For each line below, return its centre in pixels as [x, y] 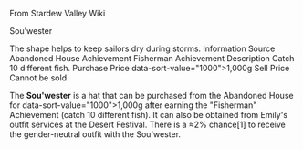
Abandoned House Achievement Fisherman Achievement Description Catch [152, 58]
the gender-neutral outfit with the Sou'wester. [95, 134]
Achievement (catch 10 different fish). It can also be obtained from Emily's [149, 115]
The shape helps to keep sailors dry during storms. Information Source [142, 48]
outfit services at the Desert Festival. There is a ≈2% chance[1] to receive [147, 124]
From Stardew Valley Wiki [57, 13]
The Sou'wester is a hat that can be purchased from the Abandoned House [151, 96]
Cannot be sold [38, 78]
